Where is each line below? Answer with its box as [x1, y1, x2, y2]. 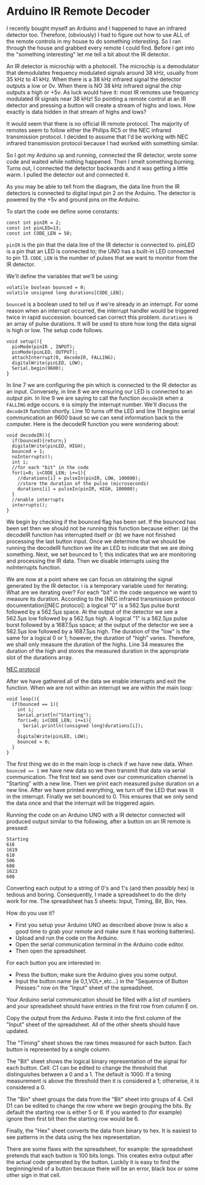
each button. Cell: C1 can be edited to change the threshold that [6, 1064, 168, 1071]
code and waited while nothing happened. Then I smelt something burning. [6, 158, 196, 165]
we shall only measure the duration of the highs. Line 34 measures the [6, 641, 184, 648]
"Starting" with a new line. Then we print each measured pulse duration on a [6, 780, 199, 787]
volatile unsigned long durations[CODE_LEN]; [6, 289, 124, 295]
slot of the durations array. [6, 653, 73, 661]
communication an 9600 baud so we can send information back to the [6, 414, 184, 421]
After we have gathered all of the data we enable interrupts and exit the [6, 677, 186, 685]
